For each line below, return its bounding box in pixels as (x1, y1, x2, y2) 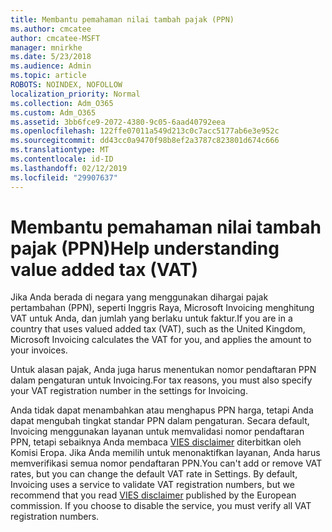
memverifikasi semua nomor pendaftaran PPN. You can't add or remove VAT (10, 457, 323, 470)
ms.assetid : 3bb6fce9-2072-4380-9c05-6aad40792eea (10, 117, 226, 127)
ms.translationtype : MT (10, 145, 110, 155)
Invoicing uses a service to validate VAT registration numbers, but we (10, 479, 295, 491)
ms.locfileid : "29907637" (10, 172, 118, 183)
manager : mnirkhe (10, 42, 83, 53)
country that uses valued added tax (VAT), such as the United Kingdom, (10, 323, 306, 335)
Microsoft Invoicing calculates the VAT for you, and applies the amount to (10, 334, 312, 346)
